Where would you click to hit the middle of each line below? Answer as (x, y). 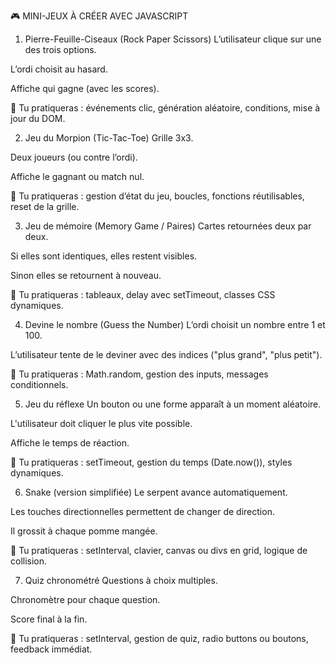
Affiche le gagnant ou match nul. (77, 176)
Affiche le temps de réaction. (70, 443)
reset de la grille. (45, 206)
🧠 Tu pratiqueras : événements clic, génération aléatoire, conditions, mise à (165, 108)
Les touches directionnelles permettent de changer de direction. (142, 511)
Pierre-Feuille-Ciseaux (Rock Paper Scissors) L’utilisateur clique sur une (173, 39)
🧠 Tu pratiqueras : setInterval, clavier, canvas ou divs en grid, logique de (159, 550)
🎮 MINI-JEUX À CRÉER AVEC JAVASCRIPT (99, 16)
